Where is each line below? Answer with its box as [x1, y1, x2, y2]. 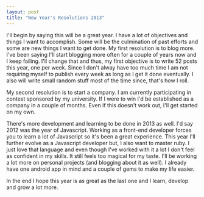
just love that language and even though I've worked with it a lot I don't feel [6, 146, 195, 153]
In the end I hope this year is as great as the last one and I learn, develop [6, 177, 189, 184]
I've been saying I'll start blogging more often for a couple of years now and [6, 51, 197, 58]
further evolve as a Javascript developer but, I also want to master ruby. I [6, 139, 190, 146]
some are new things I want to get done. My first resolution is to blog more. [6, 44, 195, 52]
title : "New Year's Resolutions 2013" [6, 15, 105, 21]
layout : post [6, 9, 40, 15]
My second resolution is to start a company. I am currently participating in [6, 88, 192, 96]
